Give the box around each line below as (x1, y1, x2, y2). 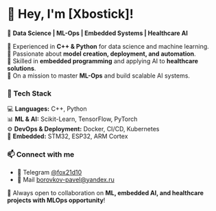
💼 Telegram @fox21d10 (16, 168, 82, 176)
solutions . (7, 64, 36, 72)
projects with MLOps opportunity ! (7, 196, 106, 204)
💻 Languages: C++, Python (7, 104, 87, 113)
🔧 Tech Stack (7, 89, 52, 98)
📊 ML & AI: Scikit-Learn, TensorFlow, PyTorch (7, 115, 138, 123)
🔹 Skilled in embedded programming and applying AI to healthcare (7, 56, 199, 65)
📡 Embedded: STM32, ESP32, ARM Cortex (7, 132, 128, 140)
